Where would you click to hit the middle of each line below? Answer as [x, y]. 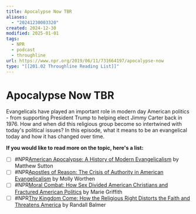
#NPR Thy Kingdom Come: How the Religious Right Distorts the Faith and [102, 198]
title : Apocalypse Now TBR [39, 11]
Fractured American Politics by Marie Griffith [68, 192]
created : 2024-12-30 [31, 28]
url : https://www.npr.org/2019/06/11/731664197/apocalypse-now [85, 61]
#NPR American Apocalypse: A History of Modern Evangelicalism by [97, 159]
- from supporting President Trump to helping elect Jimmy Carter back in [94, 118]
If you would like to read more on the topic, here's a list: [75, 148]
